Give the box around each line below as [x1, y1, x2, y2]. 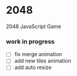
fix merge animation [14, 51, 63, 58]
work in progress [6, 37, 55, 46]
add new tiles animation [14, 57, 71, 64]
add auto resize [14, 64, 52, 71]
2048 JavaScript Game [6, 23, 61, 30]
